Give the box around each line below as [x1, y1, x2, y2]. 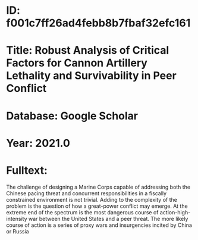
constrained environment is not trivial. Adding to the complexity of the [6, 196, 177, 203]
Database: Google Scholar [6, 109, 139, 122]
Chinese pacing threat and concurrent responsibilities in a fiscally [6, 189, 167, 197]
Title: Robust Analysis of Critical [6, 44, 169, 57]
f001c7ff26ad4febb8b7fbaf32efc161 [6, 16, 191, 30]
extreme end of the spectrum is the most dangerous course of [6, 208, 159, 216]
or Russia [6, 227, 29, 235]
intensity [6, 215, 28, 222]
